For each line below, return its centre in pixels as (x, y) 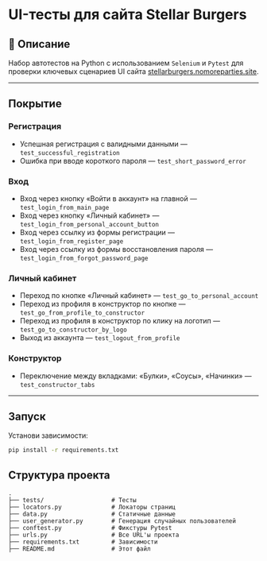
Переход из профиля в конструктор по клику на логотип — (120, 321)
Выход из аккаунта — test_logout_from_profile (100, 338)
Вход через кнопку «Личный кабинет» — (89, 215)
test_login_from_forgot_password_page (84, 258)
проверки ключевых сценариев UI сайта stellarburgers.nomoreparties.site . (134, 72)
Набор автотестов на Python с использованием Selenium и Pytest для (126, 63)
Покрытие (35, 104)
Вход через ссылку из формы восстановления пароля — (116, 249)
